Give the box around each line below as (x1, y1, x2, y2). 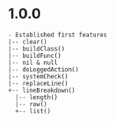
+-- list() (15, 107, 51, 115)
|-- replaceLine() (8, 79, 69, 87)
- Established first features (8, 31, 108, 39)
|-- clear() (8, 37, 47, 46)
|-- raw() (15, 100, 47, 108)
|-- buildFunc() (8, 51, 61, 59)
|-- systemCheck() (8, 72, 69, 80)
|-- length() (15, 93, 58, 101)
